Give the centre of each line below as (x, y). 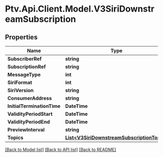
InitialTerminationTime (34, 106)
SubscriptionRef (27, 67)
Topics (16, 138)
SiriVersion (21, 90)
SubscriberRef (25, 59)
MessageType (24, 75)
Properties (21, 37)
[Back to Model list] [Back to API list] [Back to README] (61, 149)
